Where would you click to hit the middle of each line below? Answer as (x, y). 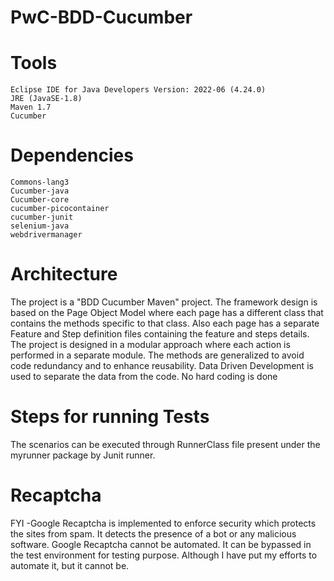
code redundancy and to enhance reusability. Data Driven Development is (162, 365)
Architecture (64, 274)
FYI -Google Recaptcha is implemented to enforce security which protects (163, 523)
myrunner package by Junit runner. (83, 455)
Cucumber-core (40, 200)
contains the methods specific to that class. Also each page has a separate (165, 323)
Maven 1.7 (31, 107)
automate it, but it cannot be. (70, 565)
